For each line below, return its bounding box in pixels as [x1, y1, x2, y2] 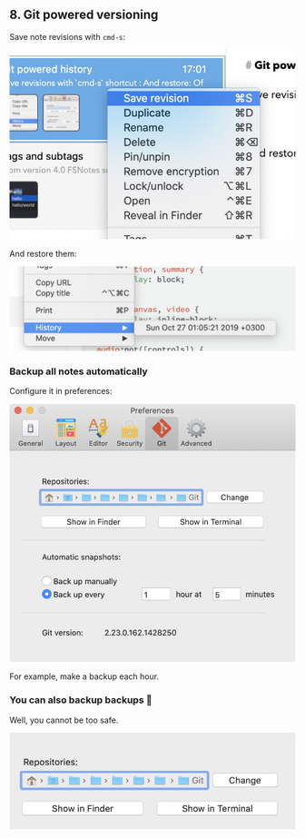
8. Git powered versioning [9, 7, 159, 23]
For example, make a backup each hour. [9, 671, 160, 682]
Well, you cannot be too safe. [9, 715, 119, 725]
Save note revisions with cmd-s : [9, 31, 125, 42]
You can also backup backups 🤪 [9, 694, 152, 706]
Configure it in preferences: [9, 385, 113, 396]
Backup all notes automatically [9, 365, 148, 378]
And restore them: [9, 249, 77, 259]
